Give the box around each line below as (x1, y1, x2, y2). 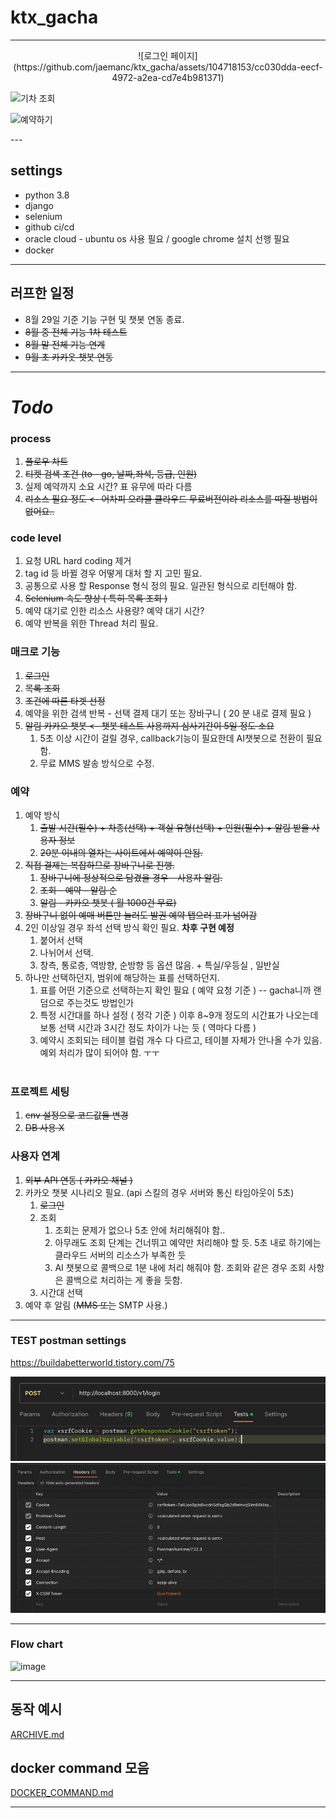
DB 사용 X (24, 1122, 65, 1134)
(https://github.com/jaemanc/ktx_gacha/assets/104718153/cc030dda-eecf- (13, 61, 323, 73)
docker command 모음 (10, 1760, 150, 1777)
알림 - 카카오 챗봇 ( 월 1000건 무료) (39, 896, 177, 908)
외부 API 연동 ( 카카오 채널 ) (24, 1174, 133, 1186)
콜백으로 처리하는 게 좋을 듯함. (65, 1274, 183, 1286)
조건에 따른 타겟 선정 (24, 694, 106, 706)
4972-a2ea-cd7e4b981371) (111, 71, 225, 83)
